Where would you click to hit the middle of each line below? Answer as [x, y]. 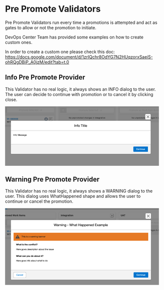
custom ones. [19, 42]
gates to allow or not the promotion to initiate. [51, 27]
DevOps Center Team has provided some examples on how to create [74, 37]
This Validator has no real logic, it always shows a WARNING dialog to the [79, 191]
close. [11, 99]
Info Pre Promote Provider [45, 77]
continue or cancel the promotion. [39, 201]
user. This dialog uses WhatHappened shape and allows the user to [73, 196]
